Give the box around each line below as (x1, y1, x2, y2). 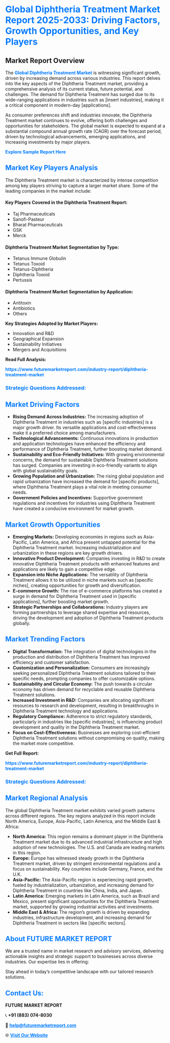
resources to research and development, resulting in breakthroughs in (12, 702, 159, 708)
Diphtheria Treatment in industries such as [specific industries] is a (12, 419, 153, 425)
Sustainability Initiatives (12, 341, 62, 347)
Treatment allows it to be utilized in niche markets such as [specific (12, 577, 153, 583)
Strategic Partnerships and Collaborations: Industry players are (12, 604, 148, 610)
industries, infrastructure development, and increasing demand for (12, 914, 152, 920)
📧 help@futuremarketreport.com (5, 1022, 77, 1028)
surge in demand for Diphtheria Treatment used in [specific (12, 593, 137, 599)
